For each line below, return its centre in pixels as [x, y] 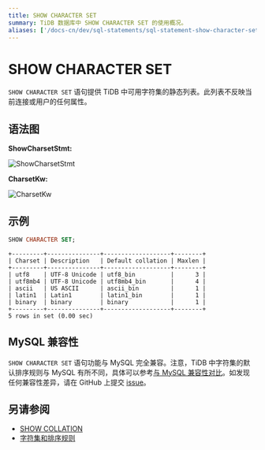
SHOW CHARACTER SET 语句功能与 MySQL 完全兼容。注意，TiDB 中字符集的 [126, 363]
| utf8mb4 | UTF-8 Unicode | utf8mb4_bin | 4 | [107, 281]
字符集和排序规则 [47, 438]
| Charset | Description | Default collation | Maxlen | [107, 261]
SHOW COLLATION [51, 429]
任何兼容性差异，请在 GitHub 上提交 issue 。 [80, 382]
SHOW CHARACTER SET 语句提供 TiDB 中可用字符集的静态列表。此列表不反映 [127, 92]
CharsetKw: [28, 179]
